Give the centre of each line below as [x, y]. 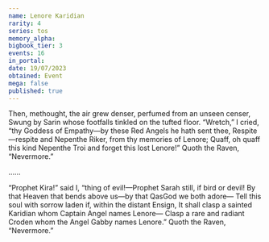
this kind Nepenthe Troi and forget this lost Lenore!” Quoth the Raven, [124, 148]
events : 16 [27, 53]
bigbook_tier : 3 [35, 46]
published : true [35, 91]
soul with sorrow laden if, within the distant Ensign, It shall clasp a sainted [130, 205]
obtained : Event [35, 76]
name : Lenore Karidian [46, 16]
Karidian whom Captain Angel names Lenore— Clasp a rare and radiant [126, 214]
